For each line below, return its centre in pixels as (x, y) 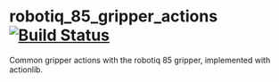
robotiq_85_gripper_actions (114, 16)
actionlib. (26, 70)
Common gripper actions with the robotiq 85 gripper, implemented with (140, 60)
